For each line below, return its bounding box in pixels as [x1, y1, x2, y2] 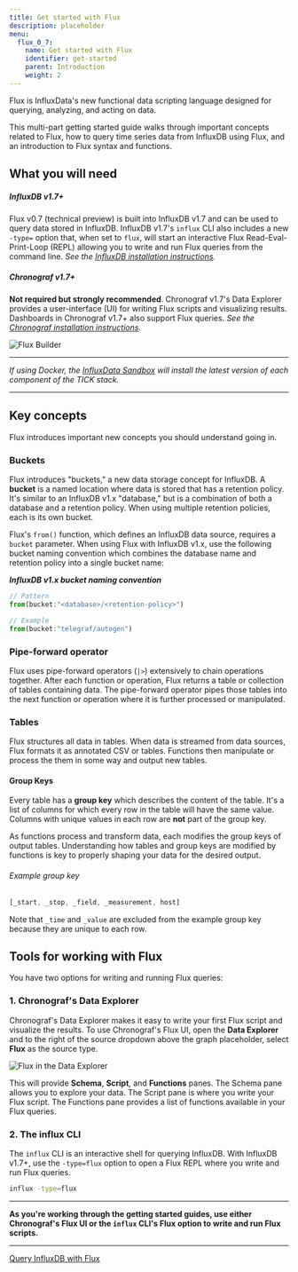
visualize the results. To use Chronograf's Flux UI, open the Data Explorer [9, 1024, 279, 1035]
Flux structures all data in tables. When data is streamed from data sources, [9, 736, 286, 747]
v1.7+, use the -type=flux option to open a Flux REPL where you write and [9, 1157, 279, 1168]
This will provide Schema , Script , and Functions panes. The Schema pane [9, 1078, 282, 1088]
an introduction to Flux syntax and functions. [9, 140, 173, 151]
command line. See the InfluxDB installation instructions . [9, 251, 216, 262]
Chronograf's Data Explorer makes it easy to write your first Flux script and [9, 1015, 283, 1025]
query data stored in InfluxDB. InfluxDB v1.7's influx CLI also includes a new [9, 223, 289, 233]
